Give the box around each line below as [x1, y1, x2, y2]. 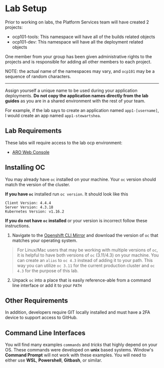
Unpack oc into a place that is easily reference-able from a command [12, 277, 151, 283]
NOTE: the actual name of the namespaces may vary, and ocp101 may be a [5, 68, 155, 74]
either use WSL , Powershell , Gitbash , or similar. [5, 357, 102, 363]
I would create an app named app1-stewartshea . [5, 112, 101, 118]
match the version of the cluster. [5, 181, 70, 187]
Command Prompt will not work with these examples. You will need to [5, 352, 146, 358]
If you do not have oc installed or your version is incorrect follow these [5, 217, 148, 223]
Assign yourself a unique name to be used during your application [5, 87, 138, 93]
